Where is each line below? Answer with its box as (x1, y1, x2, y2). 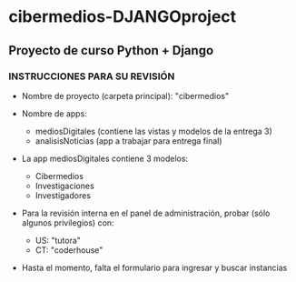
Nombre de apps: (21, 107, 87, 119)
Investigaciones (35, 180, 94, 191)
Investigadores (35, 189, 92, 201)
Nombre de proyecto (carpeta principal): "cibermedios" (21, 90, 229, 101)
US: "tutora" (35, 235, 81, 246)
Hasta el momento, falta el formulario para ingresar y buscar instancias (21, 262, 288, 273)
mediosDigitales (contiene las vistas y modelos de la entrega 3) (35, 126, 273, 136)
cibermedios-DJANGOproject (8, 6, 237, 27)
